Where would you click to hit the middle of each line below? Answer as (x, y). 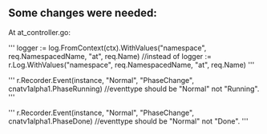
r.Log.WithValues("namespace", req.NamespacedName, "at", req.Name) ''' (131, 65)
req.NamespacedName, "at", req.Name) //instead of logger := (110, 56)
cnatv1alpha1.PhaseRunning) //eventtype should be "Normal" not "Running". (134, 89)
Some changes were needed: (83, 13)
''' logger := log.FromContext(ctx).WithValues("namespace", (107, 48)
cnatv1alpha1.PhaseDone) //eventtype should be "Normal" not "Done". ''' (128, 121)
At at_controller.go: (39, 32)
